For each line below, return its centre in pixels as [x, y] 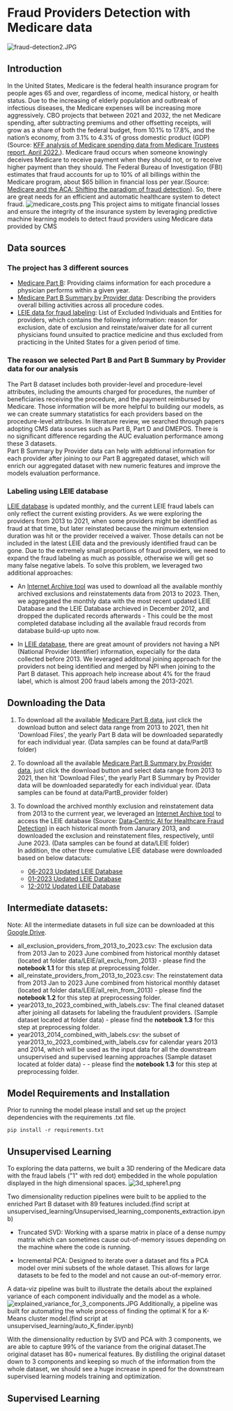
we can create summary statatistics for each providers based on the [105, 414]
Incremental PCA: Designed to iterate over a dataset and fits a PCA [113, 1261]
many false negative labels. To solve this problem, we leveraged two [105, 566]
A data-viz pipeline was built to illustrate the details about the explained [110, 1289]
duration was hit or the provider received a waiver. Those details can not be [115, 536]
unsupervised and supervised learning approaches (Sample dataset [114, 1057]
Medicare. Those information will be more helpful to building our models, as [115, 406]
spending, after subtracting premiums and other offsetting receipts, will [109, 123]
